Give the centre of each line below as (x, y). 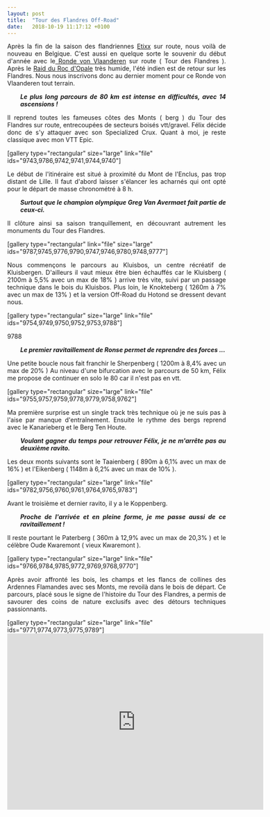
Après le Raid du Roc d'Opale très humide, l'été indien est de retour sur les (117, 69)
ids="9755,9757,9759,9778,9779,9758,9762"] (72, 399)
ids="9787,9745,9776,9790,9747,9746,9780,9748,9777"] (88, 252)
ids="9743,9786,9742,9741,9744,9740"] (64, 161)
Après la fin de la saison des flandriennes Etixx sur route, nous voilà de (117, 47)
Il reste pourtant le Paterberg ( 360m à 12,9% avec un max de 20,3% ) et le (117, 538)
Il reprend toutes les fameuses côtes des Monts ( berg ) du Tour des (117, 118)
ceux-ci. (33, 210)
